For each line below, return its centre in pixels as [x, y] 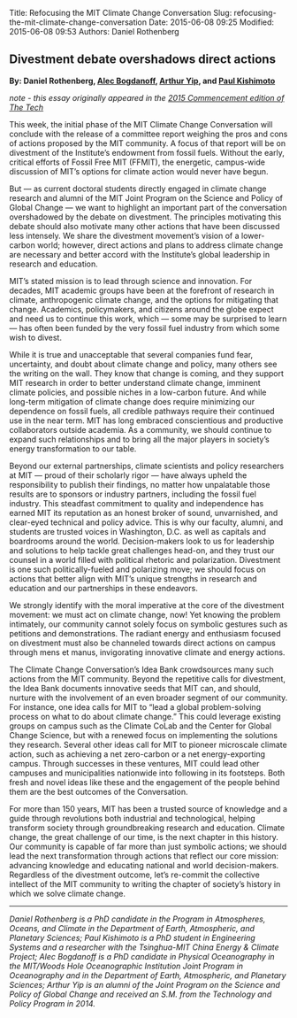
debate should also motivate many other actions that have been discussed [145, 226]
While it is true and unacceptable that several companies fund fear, [131, 354]
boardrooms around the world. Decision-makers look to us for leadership [142, 541]
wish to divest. [35, 337]
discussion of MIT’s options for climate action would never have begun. [139, 171]
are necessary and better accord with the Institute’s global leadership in [140, 254]
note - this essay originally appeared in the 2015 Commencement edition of [147, 97]
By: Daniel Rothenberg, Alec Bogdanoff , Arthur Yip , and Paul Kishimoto [142, 81]
